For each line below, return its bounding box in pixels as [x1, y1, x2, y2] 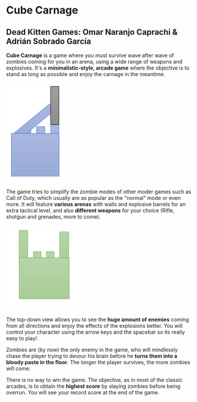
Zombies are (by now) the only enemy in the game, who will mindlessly [6, 346, 178, 353]
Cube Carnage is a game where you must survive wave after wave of [6, 52, 175, 59]
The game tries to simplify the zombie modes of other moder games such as [6, 188, 192, 195]
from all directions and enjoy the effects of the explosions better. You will [6, 322, 183, 329]
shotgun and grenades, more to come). [6, 213, 101, 220]
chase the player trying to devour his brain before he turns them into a [6, 352, 178, 360]
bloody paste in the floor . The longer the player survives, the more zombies [6, 359, 191, 365]
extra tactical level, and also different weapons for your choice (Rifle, [6, 207, 175, 214]
